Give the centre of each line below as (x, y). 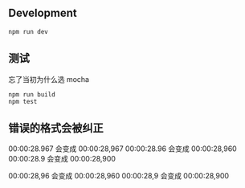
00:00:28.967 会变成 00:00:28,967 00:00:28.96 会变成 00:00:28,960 (122, 149)
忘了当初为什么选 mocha (49, 79)
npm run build (32, 94)
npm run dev (28, 31)
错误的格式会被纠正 (56, 128)
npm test (23, 101)
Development (43, 13)
